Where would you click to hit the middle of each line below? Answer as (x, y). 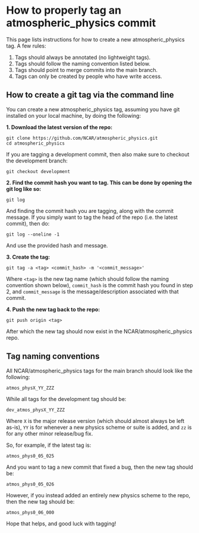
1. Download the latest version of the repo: (59, 127)
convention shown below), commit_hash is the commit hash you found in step (99, 285)
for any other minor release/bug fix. (50, 433)
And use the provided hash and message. (57, 245)
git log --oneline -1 (33, 234)
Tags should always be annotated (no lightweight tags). (83, 57)
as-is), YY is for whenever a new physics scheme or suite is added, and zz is (99, 427)
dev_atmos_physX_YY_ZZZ (36, 410)
